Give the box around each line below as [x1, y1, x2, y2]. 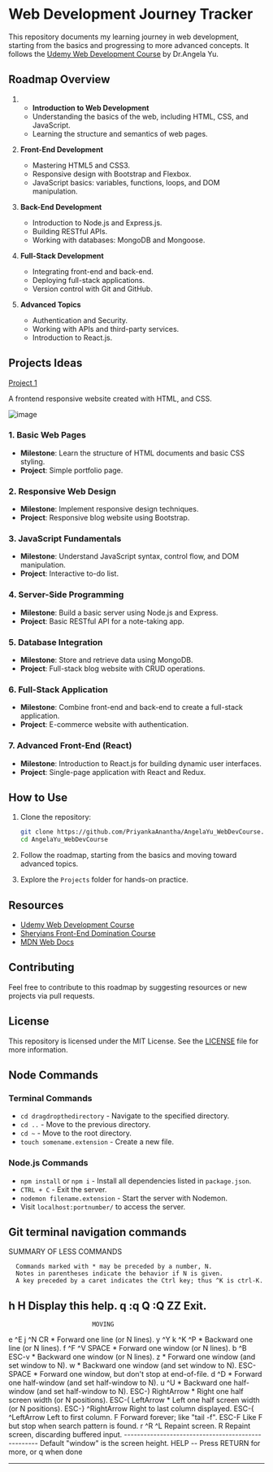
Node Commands [8, 1069, 99, 1082]
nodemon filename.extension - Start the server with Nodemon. [19, 1193, 227, 1203]
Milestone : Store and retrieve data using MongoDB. [19, 655, 193, 665]
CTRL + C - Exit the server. [19, 1184, 107, 1194]
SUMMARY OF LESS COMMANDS [8, 1247, 123, 1256]
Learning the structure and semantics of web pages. [32, 128, 209, 138]
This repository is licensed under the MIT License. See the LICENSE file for [8, 1036, 259, 1046]
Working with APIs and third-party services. [32, 324, 180, 333]
